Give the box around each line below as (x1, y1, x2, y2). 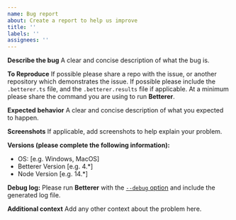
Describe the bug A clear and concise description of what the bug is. (7, 56, 210, 64)
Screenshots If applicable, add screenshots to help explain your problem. (7, 127, 223, 136)
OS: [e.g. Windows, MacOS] (17, 155, 100, 163)
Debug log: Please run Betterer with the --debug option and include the (7, 183, 215, 192)
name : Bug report (7, 10, 59, 18)
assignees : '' (7, 37, 50, 44)
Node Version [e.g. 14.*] (17, 170, 89, 178)
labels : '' (7, 30, 40, 37)
